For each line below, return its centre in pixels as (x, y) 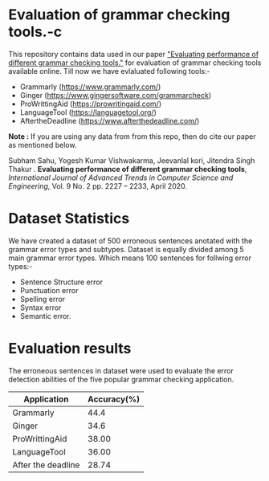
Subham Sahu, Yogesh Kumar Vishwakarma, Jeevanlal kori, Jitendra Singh (132, 160)
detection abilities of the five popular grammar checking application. (121, 379)
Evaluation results (70, 349)
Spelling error (43, 299)
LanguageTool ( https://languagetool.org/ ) (88, 112)
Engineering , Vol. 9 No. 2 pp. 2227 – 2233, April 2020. (98, 185)
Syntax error (41, 308)
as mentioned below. (43, 145)
